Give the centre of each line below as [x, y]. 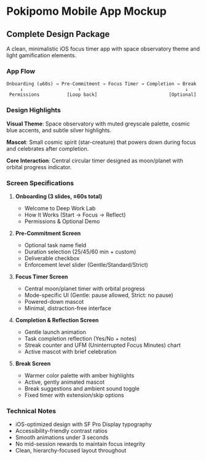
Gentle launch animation [55, 332]
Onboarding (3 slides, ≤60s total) [59, 196]
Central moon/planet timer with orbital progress [85, 288]
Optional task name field [55, 245]
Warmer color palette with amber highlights [79, 375]
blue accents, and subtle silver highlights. [59, 130]
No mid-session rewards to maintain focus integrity [80, 444]
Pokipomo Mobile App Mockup [87, 11]
